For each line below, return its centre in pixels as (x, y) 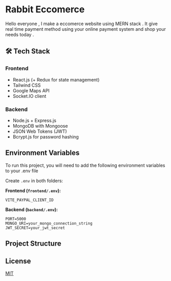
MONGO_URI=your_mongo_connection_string (49, 223)
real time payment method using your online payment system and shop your (86, 29)
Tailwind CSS (27, 85)
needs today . (20, 34)
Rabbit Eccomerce (45, 9)
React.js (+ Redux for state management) (56, 79)
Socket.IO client (29, 96)
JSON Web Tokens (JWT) (40, 131)
